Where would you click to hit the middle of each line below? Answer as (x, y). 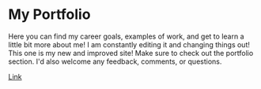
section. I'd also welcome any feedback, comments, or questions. (115, 61)
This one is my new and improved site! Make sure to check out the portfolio (131, 53)
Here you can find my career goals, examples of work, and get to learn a (126, 36)
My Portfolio (49, 15)
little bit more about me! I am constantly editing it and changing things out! (129, 44)
